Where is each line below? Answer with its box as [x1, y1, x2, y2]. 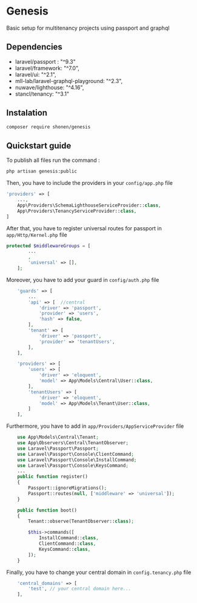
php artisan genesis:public [6, 168, 78, 175]
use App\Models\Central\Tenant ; [17, 435, 99, 441]
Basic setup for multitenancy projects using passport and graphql [6, 24, 170, 32]
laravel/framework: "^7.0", [15, 64, 80, 72]
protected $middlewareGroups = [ [6, 242, 91, 249]
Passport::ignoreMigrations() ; [28, 485, 107, 491]
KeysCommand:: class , [38, 546, 91, 552]
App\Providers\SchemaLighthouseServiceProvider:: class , [17, 202, 162, 208]
